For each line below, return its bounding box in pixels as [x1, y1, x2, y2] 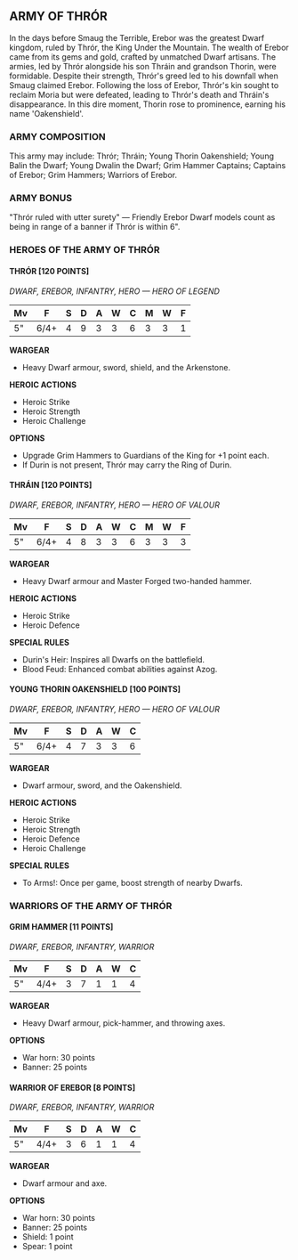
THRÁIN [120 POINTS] [9, 480, 93, 491]
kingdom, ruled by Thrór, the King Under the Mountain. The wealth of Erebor [9, 42, 289, 53]
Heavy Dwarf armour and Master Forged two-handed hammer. [21, 575, 252, 586]
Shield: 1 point [21, 1232, 74, 1242]
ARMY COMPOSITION [9, 130, 107, 142]
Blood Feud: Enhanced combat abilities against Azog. [21, 663, 218, 674]
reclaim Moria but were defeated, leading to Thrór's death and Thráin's [9, 89, 270, 100]
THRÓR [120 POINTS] [9, 265, 90, 276]
